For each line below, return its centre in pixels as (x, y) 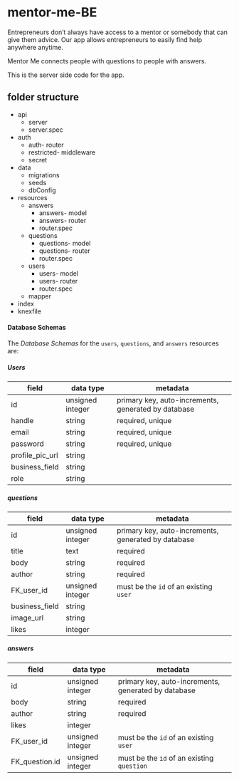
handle (22, 420)
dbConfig (42, 190)
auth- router (46, 145)
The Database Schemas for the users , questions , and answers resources (113, 343)
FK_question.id (36, 761)
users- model (59, 273)
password (27, 444)
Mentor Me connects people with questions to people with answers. (107, 61)
